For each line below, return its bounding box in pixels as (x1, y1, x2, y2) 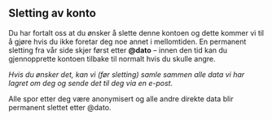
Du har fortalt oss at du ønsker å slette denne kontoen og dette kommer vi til (8, 28, 265, 37)
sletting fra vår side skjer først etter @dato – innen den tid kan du (8, 45, 228, 55)
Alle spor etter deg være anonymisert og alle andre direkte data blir (8, 93, 234, 104)
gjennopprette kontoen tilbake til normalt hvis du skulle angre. (8, 54, 216, 63)
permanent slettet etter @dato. (8, 102, 112, 112)
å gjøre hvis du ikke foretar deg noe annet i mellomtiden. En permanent (8, 36, 247, 46)
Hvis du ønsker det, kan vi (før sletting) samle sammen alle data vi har (8, 69, 245, 79)
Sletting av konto (8, 6, 96, 20)
